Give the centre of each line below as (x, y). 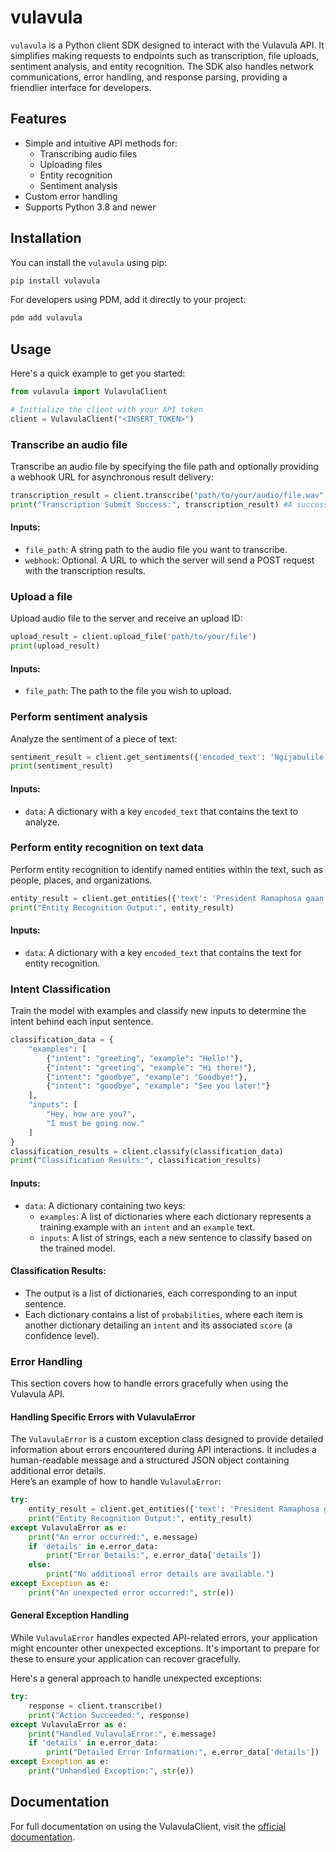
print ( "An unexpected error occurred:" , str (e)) (131, 1592)
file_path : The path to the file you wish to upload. (128, 691)
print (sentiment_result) (62, 766)
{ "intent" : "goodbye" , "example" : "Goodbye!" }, (147, 1077)
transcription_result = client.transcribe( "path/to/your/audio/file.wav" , (169, 496)
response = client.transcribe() (95, 1706)
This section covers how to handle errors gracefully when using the (149, 1383)
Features (38, 119)
